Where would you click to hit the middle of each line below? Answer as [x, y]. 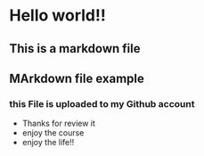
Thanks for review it [59, 123]
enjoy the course [53, 133]
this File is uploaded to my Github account [102, 103]
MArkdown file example [77, 78]
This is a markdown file [75, 49]
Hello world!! [58, 16]
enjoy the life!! [48, 143]
